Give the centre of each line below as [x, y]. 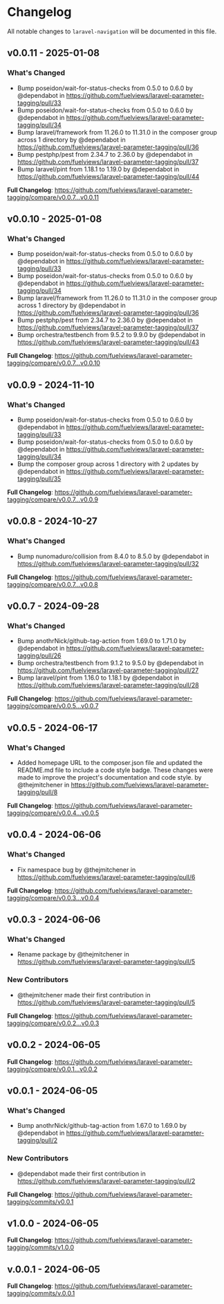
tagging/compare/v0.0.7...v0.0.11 [53, 197]
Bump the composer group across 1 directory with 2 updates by [108, 464]
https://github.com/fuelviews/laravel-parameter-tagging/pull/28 [108, 685]
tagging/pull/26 [39, 655]
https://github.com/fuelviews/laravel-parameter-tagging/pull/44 [108, 176]
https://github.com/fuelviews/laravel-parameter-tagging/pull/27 [108, 671]
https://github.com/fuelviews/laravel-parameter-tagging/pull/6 [106, 877]
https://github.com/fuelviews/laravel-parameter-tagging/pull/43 [108, 342]
